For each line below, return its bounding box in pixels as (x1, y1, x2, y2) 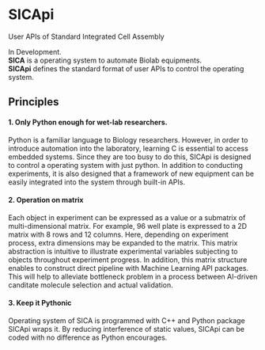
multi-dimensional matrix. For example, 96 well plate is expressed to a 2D (8, 221, 248, 230)
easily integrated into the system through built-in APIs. (8, 177, 186, 187)
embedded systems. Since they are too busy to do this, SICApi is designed (8, 152, 252, 162)
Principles (8, 95, 59, 108)
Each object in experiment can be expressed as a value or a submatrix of (8, 212, 246, 223)
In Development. (8, 47, 62, 56)
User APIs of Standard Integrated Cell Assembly (8, 32, 165, 41)
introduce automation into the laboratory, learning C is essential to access (8, 143, 249, 153)
